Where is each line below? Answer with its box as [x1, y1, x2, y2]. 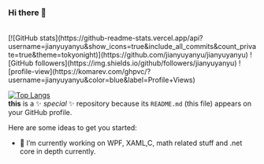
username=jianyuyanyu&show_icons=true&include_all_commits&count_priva [8, 42, 257, 51]
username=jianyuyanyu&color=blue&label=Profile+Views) [8, 75, 195, 85]
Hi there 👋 [8, 7, 47, 18]
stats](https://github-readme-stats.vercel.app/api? [39, 33, 203, 43]
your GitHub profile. [8, 108, 73, 117]
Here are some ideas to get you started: [8, 123, 138, 132]
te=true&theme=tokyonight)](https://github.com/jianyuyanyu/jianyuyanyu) [8, 50, 248, 60]
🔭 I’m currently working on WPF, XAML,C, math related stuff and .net [19, 138, 243, 148]
